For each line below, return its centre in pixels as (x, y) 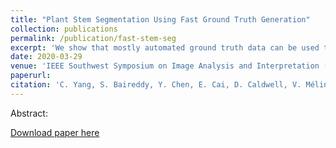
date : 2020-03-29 (46, 57)
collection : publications (64, 29)
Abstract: (29, 113)
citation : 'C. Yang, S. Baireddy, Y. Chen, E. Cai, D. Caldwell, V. (156, 85)
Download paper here (55, 132)
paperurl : (31, 76)
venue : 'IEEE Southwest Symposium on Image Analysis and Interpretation (165, 66)
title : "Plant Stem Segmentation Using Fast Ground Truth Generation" (160, 19)
